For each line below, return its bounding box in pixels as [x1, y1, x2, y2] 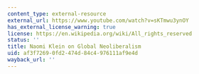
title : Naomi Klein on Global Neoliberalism [7, 43, 141, 50]
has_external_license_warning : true [7, 23, 116, 30]
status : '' [7, 37, 40, 44]
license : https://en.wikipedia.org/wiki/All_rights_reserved [7, 30, 193, 37]
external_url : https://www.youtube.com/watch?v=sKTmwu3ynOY [7, 17, 190, 24]
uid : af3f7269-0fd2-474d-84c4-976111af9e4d [7, 50, 139, 57]
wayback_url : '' [7, 56, 55, 63]
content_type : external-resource [7, 10, 107, 18]
